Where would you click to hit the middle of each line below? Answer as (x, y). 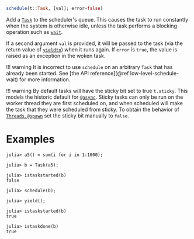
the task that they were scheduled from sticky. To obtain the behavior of (93, 109)
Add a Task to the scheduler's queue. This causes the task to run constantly (97, 19)
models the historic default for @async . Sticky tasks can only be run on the (95, 97)
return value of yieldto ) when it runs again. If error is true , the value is (92, 49)
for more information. (45, 79)
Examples (30, 139)
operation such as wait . (34, 32)
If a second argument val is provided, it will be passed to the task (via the (94, 43)
